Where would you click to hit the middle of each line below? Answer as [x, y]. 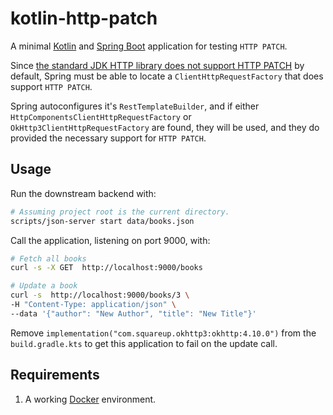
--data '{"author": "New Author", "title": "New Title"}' [133, 313]
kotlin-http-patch [84, 18]
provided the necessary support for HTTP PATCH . [108, 138]
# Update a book [44, 286]
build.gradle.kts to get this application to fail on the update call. [144, 343]
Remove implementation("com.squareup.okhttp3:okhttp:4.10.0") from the [163, 333]
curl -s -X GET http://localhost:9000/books [106, 268]
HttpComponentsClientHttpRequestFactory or [101, 116]
